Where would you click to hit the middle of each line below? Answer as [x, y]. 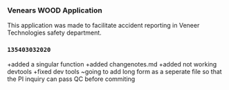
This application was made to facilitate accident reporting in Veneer [103, 26]
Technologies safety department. [54, 33]
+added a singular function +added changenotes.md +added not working [112, 64]
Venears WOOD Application [55, 10]
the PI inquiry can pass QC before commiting [71, 79]
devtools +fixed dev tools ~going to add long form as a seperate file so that [115, 71]
